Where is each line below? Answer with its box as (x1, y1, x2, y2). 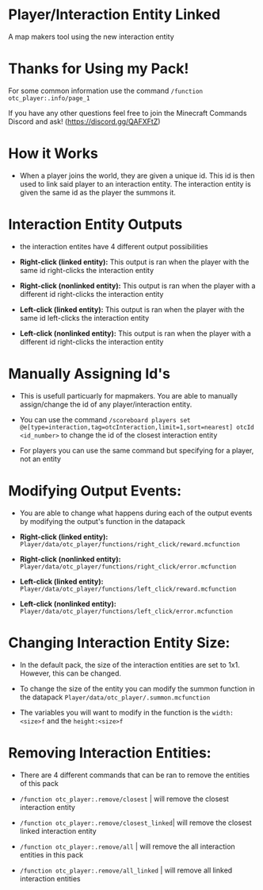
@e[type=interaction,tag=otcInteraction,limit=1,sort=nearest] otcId (19, 423, 255, 431)
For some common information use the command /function (8, 86, 204, 95)
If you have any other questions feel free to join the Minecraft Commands (8, 108, 247, 118)
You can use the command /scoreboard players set (19, 414, 191, 424)
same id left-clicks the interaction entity (19, 313, 150, 322)
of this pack (19, 778, 59, 788)
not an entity (19, 454, 62, 464)
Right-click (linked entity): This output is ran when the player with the (19, 256, 250, 267)
